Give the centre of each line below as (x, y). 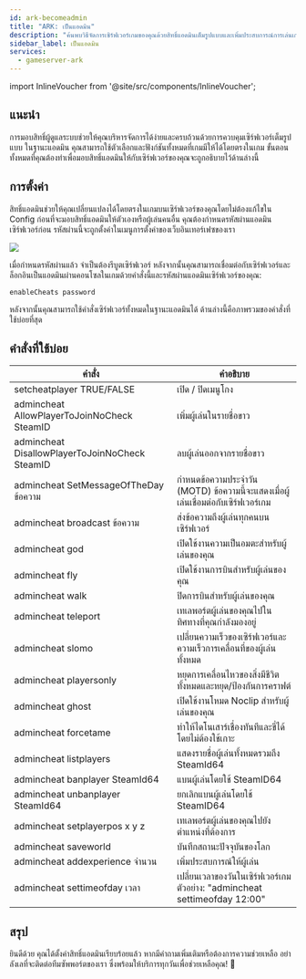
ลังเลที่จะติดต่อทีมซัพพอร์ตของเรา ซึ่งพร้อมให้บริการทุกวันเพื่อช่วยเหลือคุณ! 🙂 (122, 964)
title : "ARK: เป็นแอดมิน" (52, 26)
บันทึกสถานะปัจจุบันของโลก (223, 847)
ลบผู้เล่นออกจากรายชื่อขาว (220, 453)
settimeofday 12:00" (221, 900)
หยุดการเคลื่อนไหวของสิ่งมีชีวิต (228, 674)
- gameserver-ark (51, 60)
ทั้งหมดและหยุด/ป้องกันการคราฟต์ (234, 686)
